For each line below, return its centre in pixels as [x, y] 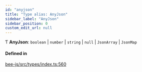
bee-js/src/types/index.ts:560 [36, 64]
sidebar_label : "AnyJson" [32, 19]
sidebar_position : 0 [27, 23]
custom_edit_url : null [29, 28]
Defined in [16, 53]
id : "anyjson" [20, 10]
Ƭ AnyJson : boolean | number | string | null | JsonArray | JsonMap [71, 42]
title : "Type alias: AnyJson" [37, 14]
